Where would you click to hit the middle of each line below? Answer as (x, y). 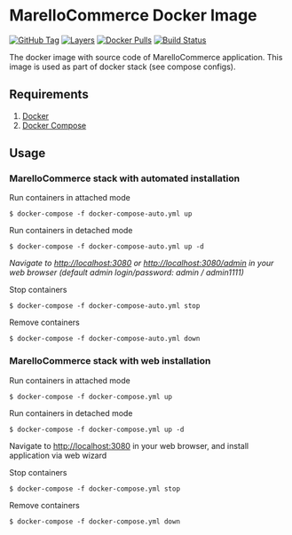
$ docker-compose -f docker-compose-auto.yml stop (105, 306)
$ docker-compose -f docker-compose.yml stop (95, 489)
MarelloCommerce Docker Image (133, 16)
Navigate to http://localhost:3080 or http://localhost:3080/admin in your (142, 264)
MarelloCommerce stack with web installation (110, 361)
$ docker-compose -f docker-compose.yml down (95, 521)
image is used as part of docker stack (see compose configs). (122, 67)
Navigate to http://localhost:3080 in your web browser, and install (129, 445)
